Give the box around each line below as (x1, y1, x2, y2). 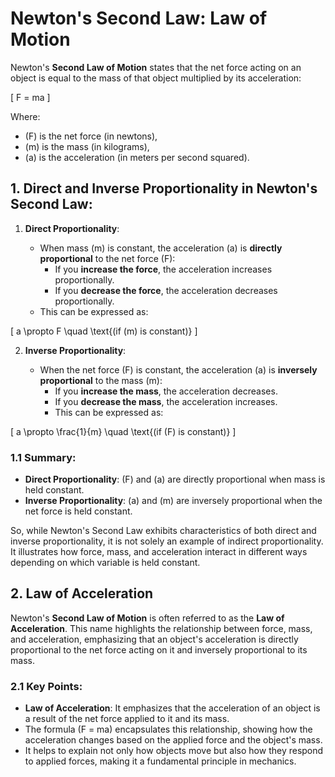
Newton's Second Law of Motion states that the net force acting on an (10, 61, 302, 73)
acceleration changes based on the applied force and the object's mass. (24, 734, 323, 746)
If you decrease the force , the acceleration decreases (54, 284, 278, 296)
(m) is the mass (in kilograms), (24, 140, 150, 152)
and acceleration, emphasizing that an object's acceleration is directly (10, 633, 299, 645)
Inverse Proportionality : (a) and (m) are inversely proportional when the (24, 495, 323, 507)
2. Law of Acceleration (10, 585, 154, 602)
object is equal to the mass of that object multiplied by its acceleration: (10, 72, 302, 84)
